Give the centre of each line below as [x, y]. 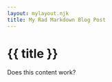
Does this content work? [42, 72]
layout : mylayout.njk [38, 13]
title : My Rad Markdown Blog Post [57, 20]
